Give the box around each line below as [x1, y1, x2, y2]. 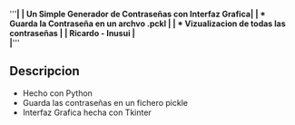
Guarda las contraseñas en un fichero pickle [22, 97, 189, 108]
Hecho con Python [22, 87, 93, 99]
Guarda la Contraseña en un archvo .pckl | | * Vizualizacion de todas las [9, 18, 286, 29]
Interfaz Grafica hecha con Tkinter [22, 107, 152, 118]
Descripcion [9, 63, 80, 79]
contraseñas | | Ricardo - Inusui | [9, 28, 136, 38]
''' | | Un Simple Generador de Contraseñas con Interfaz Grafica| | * [9, 9, 266, 19]
